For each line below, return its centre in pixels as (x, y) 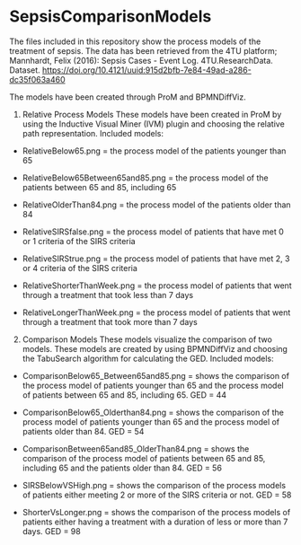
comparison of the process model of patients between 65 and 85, (144, 458)
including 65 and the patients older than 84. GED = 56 (122, 468)
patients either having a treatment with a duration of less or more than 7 (155, 522)
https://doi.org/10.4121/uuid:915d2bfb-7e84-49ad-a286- (146, 70)
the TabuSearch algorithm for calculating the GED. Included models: (148, 358)
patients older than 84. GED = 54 (83, 431)
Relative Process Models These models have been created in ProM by (152, 114)
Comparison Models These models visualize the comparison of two (147, 339)
